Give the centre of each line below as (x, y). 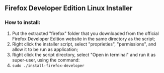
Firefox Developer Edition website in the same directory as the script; (84, 38)
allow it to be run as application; (45, 49)
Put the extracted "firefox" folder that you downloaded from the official (85, 33)
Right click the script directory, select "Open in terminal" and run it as (84, 54)
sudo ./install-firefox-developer (48, 65)
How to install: (23, 22)
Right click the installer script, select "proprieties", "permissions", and (84, 44)
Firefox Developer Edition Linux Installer (69, 8)
